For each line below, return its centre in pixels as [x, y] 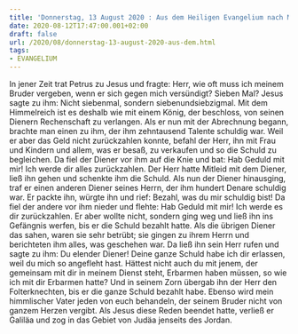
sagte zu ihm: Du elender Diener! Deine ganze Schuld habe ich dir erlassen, [147, 254]
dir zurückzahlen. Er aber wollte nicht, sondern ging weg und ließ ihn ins [141, 216]
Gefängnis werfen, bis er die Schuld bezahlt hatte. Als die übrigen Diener [142, 226]
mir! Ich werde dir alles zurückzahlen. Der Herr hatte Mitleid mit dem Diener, [148, 169]
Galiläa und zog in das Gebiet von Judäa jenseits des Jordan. [121, 320]
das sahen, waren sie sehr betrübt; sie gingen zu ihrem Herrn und [129, 235]
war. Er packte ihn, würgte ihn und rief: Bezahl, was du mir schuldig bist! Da [147, 197]
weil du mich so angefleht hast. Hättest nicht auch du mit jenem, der [134, 263]
